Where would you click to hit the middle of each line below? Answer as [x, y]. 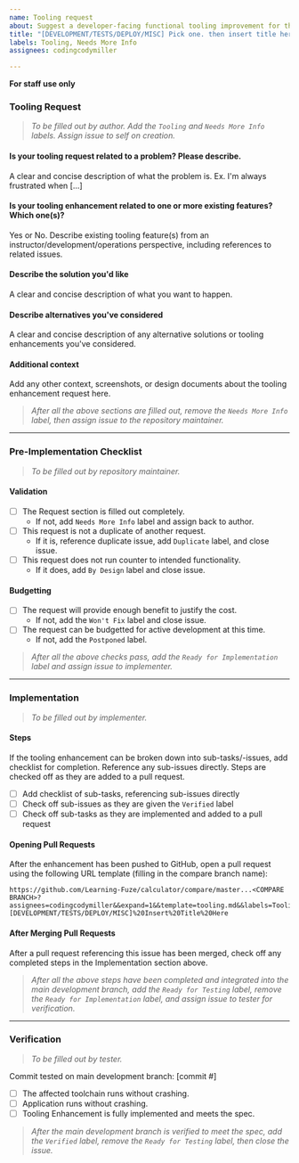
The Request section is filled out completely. [103, 511]
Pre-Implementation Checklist [76, 452]
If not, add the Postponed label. [91, 640]
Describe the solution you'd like [69, 274]
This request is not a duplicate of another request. [114, 531]
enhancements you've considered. [73, 344]
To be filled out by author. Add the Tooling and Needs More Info [148, 127]
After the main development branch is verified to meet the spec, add [157, 1132]
